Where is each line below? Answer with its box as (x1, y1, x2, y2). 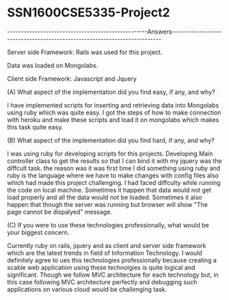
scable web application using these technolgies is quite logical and (7, 263, 196, 271)
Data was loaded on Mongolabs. (7, 61, 98, 69)
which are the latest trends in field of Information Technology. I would (7, 249, 203, 257)
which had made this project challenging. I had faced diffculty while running (7, 178, 221, 186)
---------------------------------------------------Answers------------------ (7, 27, 222, 36)
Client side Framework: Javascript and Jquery (7, 74, 137, 83)
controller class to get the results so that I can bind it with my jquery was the (7, 156, 222, 165)
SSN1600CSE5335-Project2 (7, 5, 170, 21)
